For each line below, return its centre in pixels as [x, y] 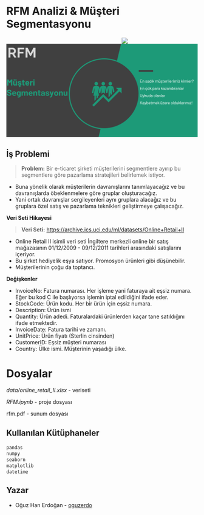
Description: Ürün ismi [43, 310]
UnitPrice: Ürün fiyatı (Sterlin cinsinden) [65, 336]
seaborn [16, 460]
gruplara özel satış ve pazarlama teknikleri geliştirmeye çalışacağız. [99, 206]
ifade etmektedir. [36, 323]
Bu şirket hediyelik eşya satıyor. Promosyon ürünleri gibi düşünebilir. [100, 261]
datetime [17, 472]
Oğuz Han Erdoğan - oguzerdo [53, 505]
